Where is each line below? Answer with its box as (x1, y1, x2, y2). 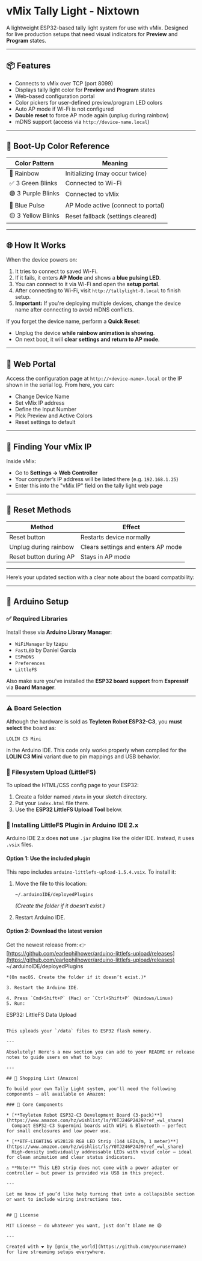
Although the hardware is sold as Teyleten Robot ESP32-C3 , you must (6, 717, 182, 725)
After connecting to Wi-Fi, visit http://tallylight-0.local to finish (14, 287, 182, 294)
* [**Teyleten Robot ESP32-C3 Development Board (6, 1112, 130, 1118)
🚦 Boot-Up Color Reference (6, 141, 110, 152)
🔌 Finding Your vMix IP (6, 441, 92, 452)
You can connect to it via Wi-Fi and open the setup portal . (14, 281, 160, 288)
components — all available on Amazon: (6, 1091, 106, 1097)
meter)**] (154, 1138, 179, 1144)
